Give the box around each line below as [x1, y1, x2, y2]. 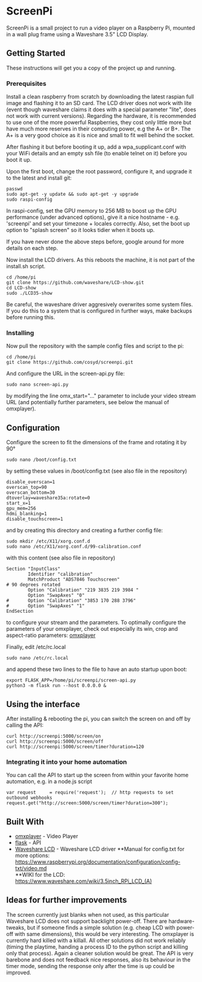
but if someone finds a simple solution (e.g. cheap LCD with [27, 923, 175, 931]
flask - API [14, 839, 41, 847]
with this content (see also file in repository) [6, 554, 116, 561]
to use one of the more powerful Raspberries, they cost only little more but [6, 119, 192, 126]
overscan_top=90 [6, 485, 47, 491]
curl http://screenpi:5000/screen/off [6, 738, 104, 745]
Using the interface [6, 699, 80, 709]
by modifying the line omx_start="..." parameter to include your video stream [6, 392, 196, 399]
